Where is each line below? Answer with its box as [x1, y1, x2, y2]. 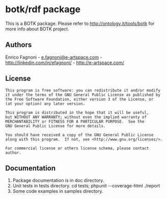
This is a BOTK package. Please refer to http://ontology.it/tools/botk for [5, 20, 155, 26]
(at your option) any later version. [5, 101, 86, 106]
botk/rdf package [5, 4, 80, 15]
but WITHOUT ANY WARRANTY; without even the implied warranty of [5, 115, 147, 120]
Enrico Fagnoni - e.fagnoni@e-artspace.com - [5, 54, 102, 60]
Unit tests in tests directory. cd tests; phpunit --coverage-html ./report [12, 183, 160, 189]
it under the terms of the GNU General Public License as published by [5, 92, 160, 97]
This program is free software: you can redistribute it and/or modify [5, 88, 160, 93]
